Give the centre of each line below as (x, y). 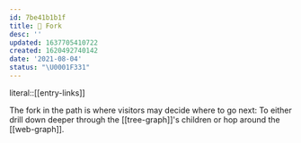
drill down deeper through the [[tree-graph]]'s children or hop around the (145, 119)
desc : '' (26, 34)
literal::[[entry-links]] (47, 93)
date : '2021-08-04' (46, 59)
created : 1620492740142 (54, 51)
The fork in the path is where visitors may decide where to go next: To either (150, 110)
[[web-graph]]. (37, 129)
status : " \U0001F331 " (50, 68)
